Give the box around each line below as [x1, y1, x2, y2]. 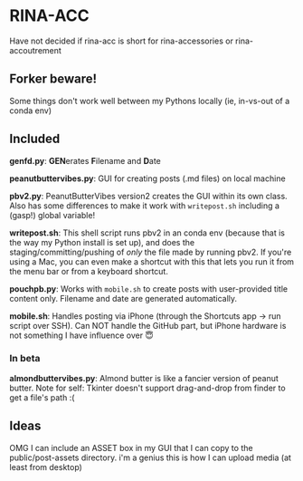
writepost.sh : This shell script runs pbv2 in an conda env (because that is [9, 227, 285, 238]
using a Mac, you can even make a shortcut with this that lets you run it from [9, 255, 295, 267]
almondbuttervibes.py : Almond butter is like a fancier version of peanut [9, 372, 279, 383]
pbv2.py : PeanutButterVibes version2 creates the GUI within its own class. [9, 190, 288, 201]
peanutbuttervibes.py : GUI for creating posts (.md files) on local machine [9, 173, 287, 184]
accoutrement [9, 44, 62, 55]
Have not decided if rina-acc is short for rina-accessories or [9, 35, 233, 46]
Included [9, 131, 61, 147]
